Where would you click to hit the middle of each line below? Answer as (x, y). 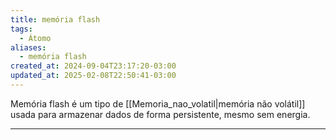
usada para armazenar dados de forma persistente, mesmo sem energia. (160, 114)
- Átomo (35, 38)
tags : (21, 29)
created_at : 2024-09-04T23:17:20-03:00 (93, 66)
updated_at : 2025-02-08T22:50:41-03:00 (93, 76)
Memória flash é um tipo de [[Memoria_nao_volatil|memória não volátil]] (158, 103)
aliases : (28, 47)
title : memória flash (55, 19)
